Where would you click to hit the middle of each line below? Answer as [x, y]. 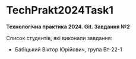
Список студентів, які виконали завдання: [59, 38]
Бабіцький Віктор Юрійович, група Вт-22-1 [68, 49]
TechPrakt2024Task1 [60, 10]
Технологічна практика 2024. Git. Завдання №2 [68, 27]
